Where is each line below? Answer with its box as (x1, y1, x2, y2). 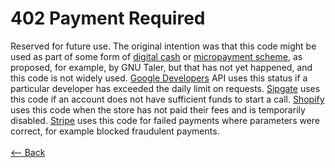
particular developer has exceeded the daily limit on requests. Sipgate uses (10, 82, 321, 94)
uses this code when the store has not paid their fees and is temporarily (10, 103, 306, 116)
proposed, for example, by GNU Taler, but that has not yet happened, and (10, 61, 313, 73)
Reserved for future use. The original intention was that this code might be (10, 40, 317, 52)
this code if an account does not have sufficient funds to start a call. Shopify (10, 93, 325, 105)
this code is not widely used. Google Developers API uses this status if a (10, 72, 308, 84)
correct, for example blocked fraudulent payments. (10, 125, 220, 137)
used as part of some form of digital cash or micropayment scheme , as (10, 50, 303, 62)
